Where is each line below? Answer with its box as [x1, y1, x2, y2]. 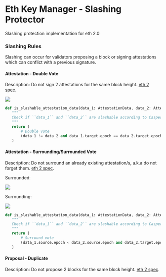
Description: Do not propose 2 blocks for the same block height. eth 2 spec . [5, 266, 160, 272]
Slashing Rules [5, 43, 42, 50]
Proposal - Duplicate [5, 255, 48, 261]
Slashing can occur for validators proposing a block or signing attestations [5, 54, 157, 60]
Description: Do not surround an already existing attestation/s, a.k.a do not [5, 160, 157, 166]
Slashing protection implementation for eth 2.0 [5, 30, 100, 36]
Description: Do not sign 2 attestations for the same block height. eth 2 [5, 82, 149, 88]
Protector [5, 14, 45, 25]
